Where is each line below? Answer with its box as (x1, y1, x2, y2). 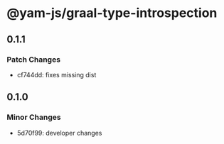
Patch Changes (6, 55, 61, 65)
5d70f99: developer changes (16, 128, 102, 137)
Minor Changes (6, 112, 61, 122)
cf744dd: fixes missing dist (16, 70, 97, 79)
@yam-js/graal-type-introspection (6, 5, 218, 21)
